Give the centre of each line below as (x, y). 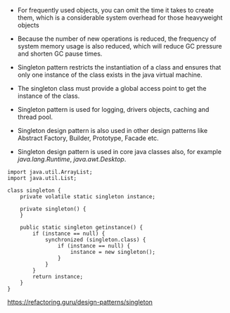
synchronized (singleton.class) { (95, 240)
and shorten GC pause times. (60, 53)
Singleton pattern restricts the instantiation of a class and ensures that (119, 67)
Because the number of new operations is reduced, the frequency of (117, 39)
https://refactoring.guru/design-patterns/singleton (80, 302)
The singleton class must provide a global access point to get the (112, 88)
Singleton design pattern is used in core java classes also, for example (119, 152)
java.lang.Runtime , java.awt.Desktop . (72, 159)
